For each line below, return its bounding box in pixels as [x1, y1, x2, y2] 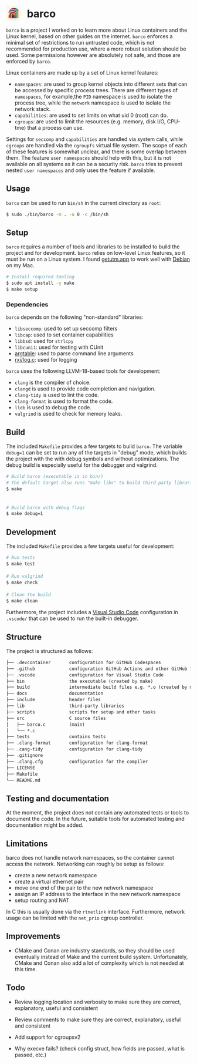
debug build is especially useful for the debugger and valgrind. [6, 462, 158, 469]
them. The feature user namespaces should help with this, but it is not [6, 154, 172, 161]
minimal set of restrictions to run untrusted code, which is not [6, 39, 155, 46]
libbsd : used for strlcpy [14, 338, 74, 345]
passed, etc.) [14, 1051, 47, 1058]
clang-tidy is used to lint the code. [14, 392, 99, 399]
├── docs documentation [6, 691, 104, 696]
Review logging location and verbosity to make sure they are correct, [14, 998, 182, 1005]
